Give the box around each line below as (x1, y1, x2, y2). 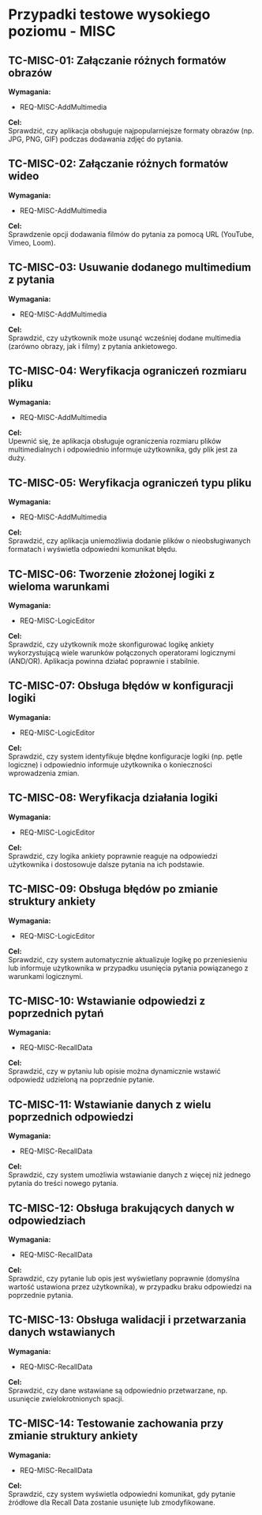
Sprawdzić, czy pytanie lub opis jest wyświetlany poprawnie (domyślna (8, 1273, 240, 1283)
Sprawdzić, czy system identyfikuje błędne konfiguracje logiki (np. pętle (8, 752, 243, 761)
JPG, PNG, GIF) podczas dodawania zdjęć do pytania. (8, 134, 184, 144)
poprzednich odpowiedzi (8, 1110, 134, 1123)
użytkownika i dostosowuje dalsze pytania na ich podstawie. (8, 859, 205, 869)
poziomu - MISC (8, 22, 116, 40)
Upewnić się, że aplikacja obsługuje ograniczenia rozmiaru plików (8, 437, 222, 446)
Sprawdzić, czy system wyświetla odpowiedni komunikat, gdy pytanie (8, 1489, 236, 1498)
